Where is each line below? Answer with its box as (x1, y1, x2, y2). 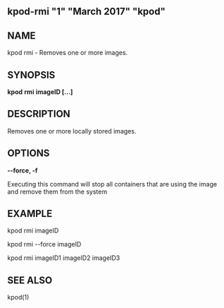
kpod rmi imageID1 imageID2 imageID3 (7, 254, 120, 262)
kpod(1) (7, 293, 30, 302)
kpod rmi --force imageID (7, 240, 82, 249)
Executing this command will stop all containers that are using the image (7, 179, 217, 188)
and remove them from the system (7, 187, 108, 196)
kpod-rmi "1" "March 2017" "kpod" (7, 6, 166, 18)
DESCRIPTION (7, 108, 70, 120)
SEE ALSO (7, 274, 53, 286)
